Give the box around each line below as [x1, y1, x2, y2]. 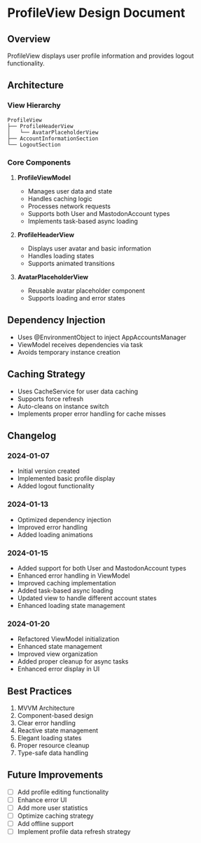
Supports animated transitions [27, 259, 116, 267]
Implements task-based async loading [27, 217, 139, 225]
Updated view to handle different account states [17, 593, 157, 602]
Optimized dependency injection [17, 515, 112, 524]
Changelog [7, 430, 57, 441]
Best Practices [7, 685, 72, 697]
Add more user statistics [17, 804, 88, 812]
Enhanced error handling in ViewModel [17, 571, 130, 580]
